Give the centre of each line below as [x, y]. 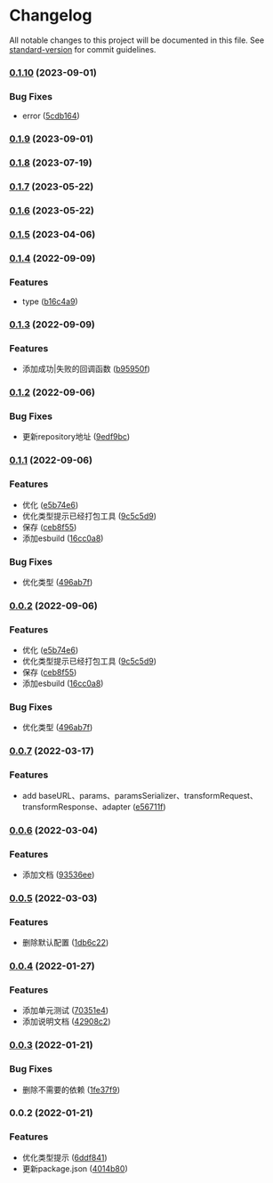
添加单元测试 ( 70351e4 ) [65, 1010]
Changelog [51, 16]
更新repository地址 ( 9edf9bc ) [76, 437]
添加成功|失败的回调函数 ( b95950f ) [86, 369]
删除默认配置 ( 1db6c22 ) [65, 943]
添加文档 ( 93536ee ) [58, 874]
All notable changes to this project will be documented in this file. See [137, 40]
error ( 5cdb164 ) [51, 116]
